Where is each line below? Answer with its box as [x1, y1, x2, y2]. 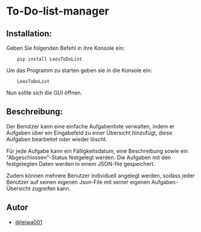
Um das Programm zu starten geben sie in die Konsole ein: [6, 67, 152, 74]
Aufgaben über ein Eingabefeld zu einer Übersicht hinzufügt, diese [6, 129, 173, 136]
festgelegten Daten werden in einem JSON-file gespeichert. [6, 160, 155, 167]
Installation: [6, 28, 53, 39]
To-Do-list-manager [6, 4, 110, 18]
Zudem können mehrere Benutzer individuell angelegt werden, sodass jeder [6, 171, 195, 179]
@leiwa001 [14, 218, 42, 225]
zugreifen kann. [31, 185, 71, 192]
